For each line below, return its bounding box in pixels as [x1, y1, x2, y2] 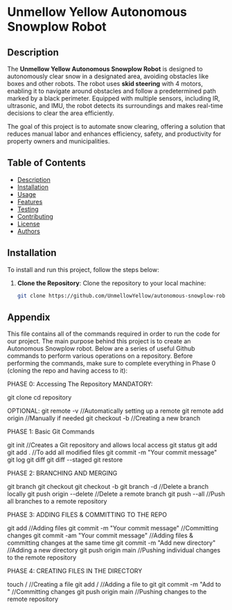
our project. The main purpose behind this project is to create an [7, 337, 192, 346]
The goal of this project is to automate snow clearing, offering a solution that [7, 123, 226, 130]
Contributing [17, 212, 53, 220]
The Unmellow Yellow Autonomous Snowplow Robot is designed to [7, 65, 203, 73]
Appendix [7, 311, 51, 323]
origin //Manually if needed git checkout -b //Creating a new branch [7, 414, 201, 422]
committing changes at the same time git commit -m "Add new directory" [7, 539, 216, 547]
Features [17, 197, 43, 206]
